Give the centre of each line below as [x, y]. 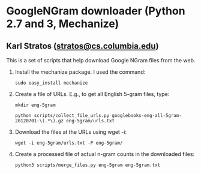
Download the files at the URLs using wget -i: [71, 132]
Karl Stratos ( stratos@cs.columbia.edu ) [82, 46]
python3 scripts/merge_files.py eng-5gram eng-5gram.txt [88, 165]
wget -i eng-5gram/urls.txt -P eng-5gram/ [69, 143]
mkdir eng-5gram [35, 105]
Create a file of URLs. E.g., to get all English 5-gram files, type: [92, 94]
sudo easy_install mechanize [51, 83]
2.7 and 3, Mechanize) [63, 24]
